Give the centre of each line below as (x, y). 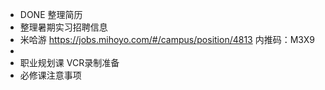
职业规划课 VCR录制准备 (69, 62)
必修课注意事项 (50, 75)
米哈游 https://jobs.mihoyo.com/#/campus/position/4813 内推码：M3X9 (167, 39)
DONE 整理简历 (51, 14)
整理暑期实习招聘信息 (63, 27)
